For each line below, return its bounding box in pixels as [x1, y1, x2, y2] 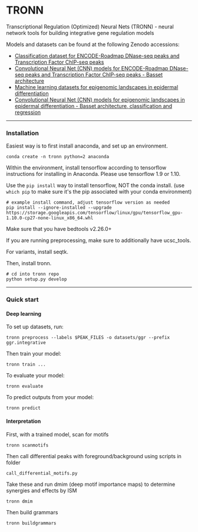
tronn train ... [6, 361, 46, 368]
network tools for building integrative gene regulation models [6, 29, 154, 36]
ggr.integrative [6, 340, 46, 346]
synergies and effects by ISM [6, 487, 77, 494]
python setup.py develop [6, 276, 67, 282]
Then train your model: [6, 350, 62, 357]
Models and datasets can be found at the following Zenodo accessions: [6, 41, 180, 48]
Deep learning [6, 310, 42, 317]
